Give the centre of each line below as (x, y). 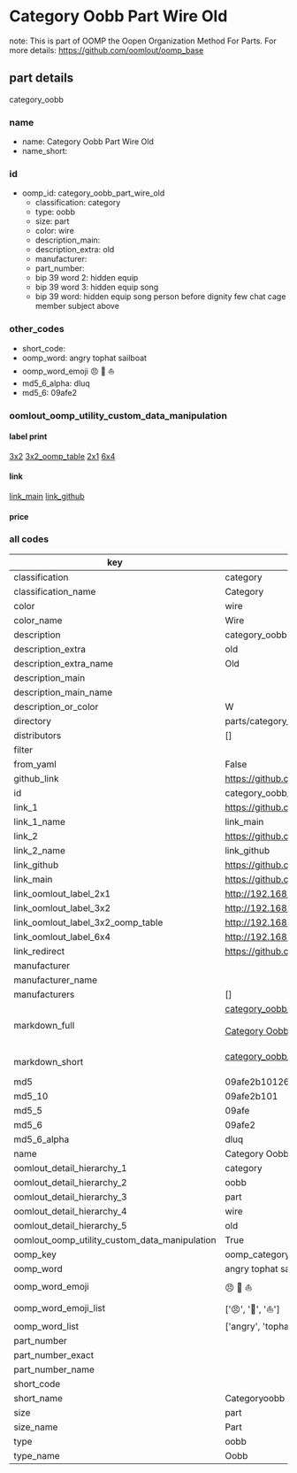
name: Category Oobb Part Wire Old (88, 142)
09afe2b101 (251, 1096)
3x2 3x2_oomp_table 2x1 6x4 (62, 456)
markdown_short (49, 1061)
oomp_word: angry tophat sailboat (84, 358)
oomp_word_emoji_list (60, 1308)
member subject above (77, 306)
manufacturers (44, 994)
